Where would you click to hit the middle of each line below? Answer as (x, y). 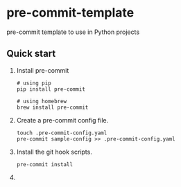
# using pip (34, 83)
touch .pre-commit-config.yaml (62, 133)
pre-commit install (45, 164)
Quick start (31, 54)
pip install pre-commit (51, 89)
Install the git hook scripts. (54, 152)
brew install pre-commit (52, 107)
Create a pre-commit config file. (62, 120)
